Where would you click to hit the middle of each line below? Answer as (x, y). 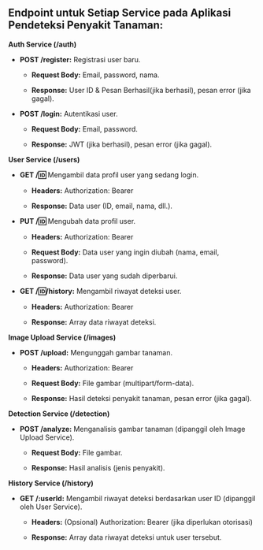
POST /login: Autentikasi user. (69, 113)
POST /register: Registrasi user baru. (80, 59)
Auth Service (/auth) (43, 44)
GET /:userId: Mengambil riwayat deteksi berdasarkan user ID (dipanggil (137, 498)
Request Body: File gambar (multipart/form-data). (113, 383)
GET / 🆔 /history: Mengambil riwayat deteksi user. (100, 291)
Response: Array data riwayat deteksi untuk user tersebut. (126, 537)
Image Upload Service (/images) (62, 337)
